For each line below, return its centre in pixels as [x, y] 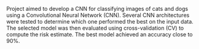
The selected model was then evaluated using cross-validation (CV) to [95, 28]
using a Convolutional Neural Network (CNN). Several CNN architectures [98, 15]
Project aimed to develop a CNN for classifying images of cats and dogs [97, 9]
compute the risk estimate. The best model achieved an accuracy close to [99, 34]
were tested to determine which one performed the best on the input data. [100, 21]
